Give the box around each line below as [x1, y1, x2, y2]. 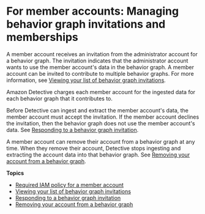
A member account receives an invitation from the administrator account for [6, 50, 198, 57]
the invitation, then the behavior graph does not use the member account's [6, 119, 195, 127]
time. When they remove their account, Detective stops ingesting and [6, 144, 181, 152]
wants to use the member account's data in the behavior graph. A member [6, 63, 195, 71]
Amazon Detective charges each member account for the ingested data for [6, 88, 196, 95]
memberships [6, 31, 78, 44]
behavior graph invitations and [6, 17, 166, 31]
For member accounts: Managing [6, 4, 179, 18]
